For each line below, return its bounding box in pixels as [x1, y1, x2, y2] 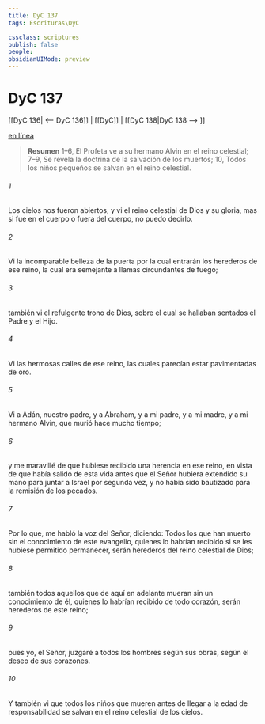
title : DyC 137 [8, 11, 59, 20]
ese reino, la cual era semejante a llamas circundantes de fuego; [8, 265, 218, 275]
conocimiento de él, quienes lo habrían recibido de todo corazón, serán [8, 597, 241, 606]
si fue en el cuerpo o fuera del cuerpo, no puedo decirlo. [8, 214, 193, 224]
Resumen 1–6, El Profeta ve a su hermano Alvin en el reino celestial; [27, 146, 249, 155]
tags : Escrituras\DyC [8, 19, 80, 27]
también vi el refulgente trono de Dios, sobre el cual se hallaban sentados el [8, 308, 256, 317]
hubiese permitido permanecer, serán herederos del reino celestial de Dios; [8, 545, 254, 555]
